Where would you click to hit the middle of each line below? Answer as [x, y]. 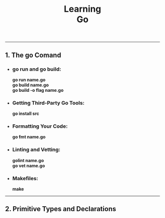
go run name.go [29, 80]
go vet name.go [28, 165]
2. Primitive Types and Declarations [61, 209]
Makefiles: [25, 178]
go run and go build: [37, 69]
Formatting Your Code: [40, 126]
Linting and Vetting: [36, 150]
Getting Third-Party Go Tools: [48, 103]
